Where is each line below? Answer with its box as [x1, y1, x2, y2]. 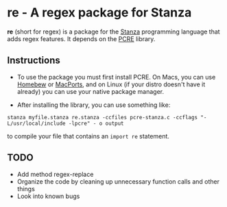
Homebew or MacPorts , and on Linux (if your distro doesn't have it [16, 80, 206, 88]
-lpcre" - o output [68, 120, 125, 127]
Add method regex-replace [16, 170, 94, 178]
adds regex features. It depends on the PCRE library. [7, 34, 156, 42]
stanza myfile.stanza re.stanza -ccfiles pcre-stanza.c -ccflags [7, 114, 198, 121]
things [16, 184, 36, 193]
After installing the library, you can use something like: [16, 101, 171, 109]
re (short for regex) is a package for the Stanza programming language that [7, 27, 221, 36]
